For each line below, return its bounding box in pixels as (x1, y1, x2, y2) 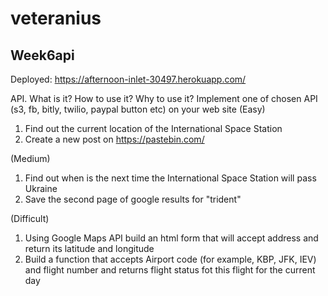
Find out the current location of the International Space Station (24, 123, 283, 134)
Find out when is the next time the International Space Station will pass (24, 172, 317, 184)
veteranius (10, 7, 102, 30)
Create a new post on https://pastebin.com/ (24, 133, 205, 145)
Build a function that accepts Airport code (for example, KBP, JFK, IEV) (24, 253, 317, 265)
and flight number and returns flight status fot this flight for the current (24, 264, 316, 276)
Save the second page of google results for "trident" (24, 193, 242, 205)
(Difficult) (10, 213, 50, 224)
